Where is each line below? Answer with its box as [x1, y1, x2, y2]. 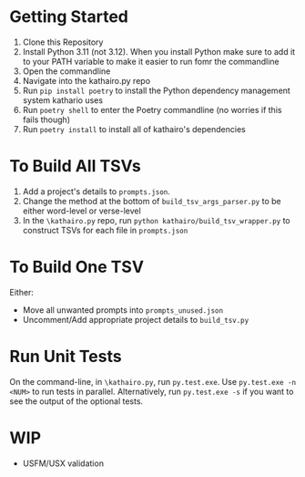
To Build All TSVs [9, 156, 141, 177]
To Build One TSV [9, 257, 144, 277]
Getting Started [9, 6, 129, 27]
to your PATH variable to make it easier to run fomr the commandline [22, 56, 280, 67]
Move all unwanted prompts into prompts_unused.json [22, 304, 224, 316]
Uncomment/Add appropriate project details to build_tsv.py [22, 314, 249, 325]
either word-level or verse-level [22, 205, 141, 216]
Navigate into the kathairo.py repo [22, 75, 151, 86]
